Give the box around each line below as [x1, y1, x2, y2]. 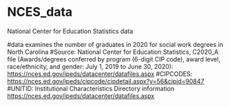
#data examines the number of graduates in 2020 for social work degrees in [7, 40, 224, 48]
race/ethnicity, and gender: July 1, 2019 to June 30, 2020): [7, 62, 174, 70]
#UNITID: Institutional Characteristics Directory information [7, 84, 175, 93]
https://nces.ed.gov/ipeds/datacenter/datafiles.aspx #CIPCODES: [7, 70, 193, 78]
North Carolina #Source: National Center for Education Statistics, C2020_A [7, 48, 219, 56]
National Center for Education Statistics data [7, 27, 134, 35]
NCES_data [7, 4, 73, 20]
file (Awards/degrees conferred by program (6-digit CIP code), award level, [7, 55, 220, 63]
